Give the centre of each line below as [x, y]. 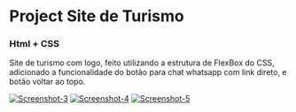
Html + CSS [35, 44]
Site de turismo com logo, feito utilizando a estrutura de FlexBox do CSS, [142, 63]
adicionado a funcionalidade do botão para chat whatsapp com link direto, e [148, 72]
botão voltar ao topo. [47, 82]
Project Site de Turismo [97, 16]
